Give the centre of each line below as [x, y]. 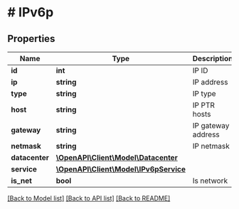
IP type [204, 93]
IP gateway [211, 125]
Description [213, 59]
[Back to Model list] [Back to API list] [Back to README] [89, 198]
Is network [210, 181]
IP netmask [211, 146]
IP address [210, 82]
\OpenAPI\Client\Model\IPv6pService [121, 169]
